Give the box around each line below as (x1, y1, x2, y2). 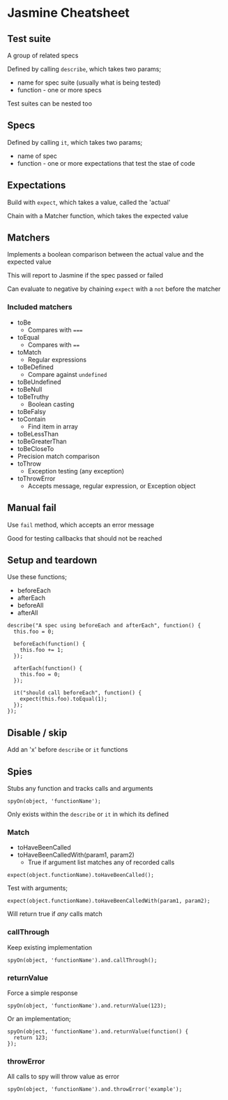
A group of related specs (7, 51, 79, 59)
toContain (17, 415, 46, 423)
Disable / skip (7, 727, 68, 738)
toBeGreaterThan (17, 437, 68, 445)
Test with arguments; (7, 884, 68, 892)
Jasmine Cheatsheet (7, 5, 130, 21)
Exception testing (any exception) (27, 466, 124, 475)
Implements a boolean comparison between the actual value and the (7, 250, 204, 259)
